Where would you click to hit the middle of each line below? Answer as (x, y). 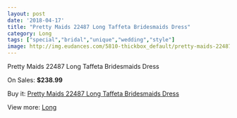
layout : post (26, 14)
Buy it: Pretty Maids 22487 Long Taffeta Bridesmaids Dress (93, 93)
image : (17, 46)
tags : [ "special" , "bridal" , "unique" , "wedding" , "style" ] (91, 40)
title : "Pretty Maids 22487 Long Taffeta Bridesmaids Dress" (99, 27)
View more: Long (32, 107)
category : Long (30, 33)
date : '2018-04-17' (36, 20)
